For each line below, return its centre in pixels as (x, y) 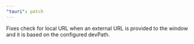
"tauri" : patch (25, 11)
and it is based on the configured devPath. (58, 34)
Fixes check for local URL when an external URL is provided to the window (97, 28)
